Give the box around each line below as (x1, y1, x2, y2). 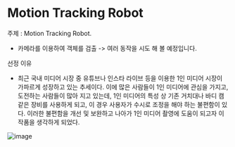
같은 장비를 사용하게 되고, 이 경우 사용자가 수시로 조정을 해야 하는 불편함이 (17, 100, 220, 108)
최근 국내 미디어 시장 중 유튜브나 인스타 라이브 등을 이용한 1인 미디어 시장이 (17, 74, 223, 82)
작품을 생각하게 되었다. (17, 117, 80, 126)
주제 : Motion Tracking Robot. (7, 29, 92, 37)
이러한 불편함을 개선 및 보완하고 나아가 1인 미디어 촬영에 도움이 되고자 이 (27, 109, 224, 117)
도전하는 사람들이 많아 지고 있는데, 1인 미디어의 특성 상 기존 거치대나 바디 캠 (17, 91, 224, 100)
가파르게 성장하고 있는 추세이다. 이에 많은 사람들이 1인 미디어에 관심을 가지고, (17, 82, 229, 91)
